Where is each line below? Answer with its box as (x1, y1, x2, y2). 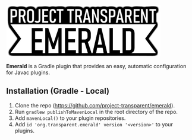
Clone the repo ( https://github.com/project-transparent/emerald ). (14, 101, 175, 109)
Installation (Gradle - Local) (6, 86, 110, 96)
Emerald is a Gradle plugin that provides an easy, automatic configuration (6, 63, 187, 69)
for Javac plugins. (6, 69, 51, 76)
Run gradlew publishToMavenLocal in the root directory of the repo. (14, 108, 178, 115)
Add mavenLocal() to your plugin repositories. (14, 114, 126, 122)
